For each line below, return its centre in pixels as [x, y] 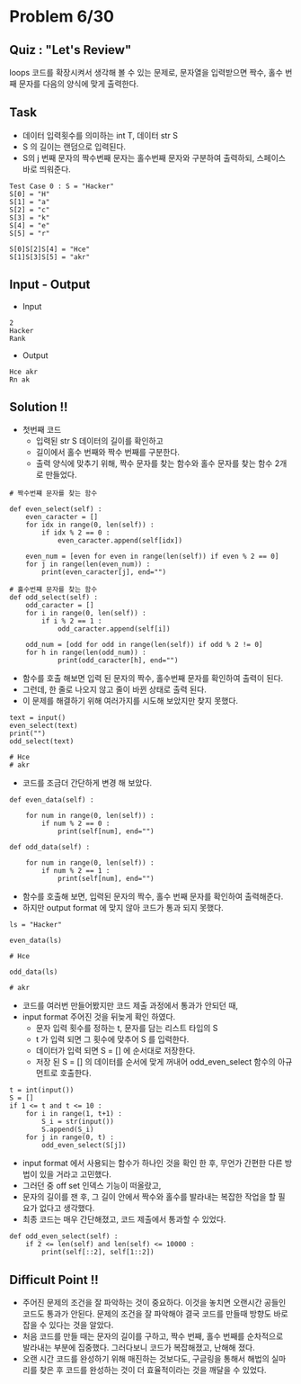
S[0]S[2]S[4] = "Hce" [50, 249]
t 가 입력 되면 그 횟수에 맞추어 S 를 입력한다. [112, 1039]
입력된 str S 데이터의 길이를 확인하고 [99, 441]
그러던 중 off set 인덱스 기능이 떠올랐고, [92, 1186]
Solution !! [39, 407]
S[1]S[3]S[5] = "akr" [50, 257]
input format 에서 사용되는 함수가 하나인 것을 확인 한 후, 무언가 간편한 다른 [152, 1164]
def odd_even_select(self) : [64, 1236]
